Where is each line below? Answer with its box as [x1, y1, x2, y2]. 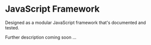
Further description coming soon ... [5, 34, 77, 40]
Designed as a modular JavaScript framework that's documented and [5, 20, 146, 25]
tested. [5, 24, 20, 30]
